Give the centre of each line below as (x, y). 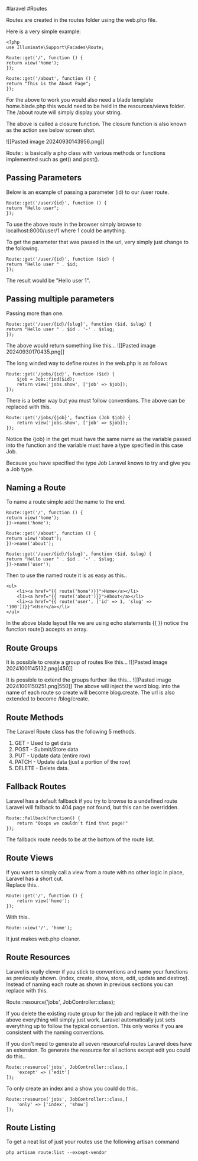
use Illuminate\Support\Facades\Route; (55, 47)
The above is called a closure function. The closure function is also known (97, 124)
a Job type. (20, 469)
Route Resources (38, 957)
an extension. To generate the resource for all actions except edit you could (98, 1050)
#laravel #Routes (27, 9)
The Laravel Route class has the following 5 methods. (71, 732)
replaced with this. (29, 407)
